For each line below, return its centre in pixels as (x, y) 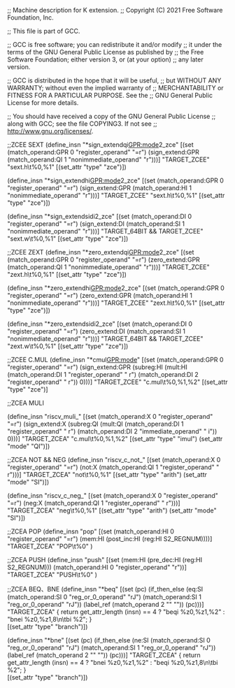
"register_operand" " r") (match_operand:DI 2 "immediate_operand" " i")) (112, 431)
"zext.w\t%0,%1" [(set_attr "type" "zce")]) (68, 346)
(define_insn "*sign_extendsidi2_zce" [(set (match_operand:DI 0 (100, 216)
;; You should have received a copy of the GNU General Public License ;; (112, 116)
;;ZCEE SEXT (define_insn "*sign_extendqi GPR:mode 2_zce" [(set (100, 145)
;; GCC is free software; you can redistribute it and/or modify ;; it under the (115, 44)
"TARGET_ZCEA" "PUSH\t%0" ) (52, 575)
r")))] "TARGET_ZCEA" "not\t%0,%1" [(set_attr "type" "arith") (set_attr (107, 474)
